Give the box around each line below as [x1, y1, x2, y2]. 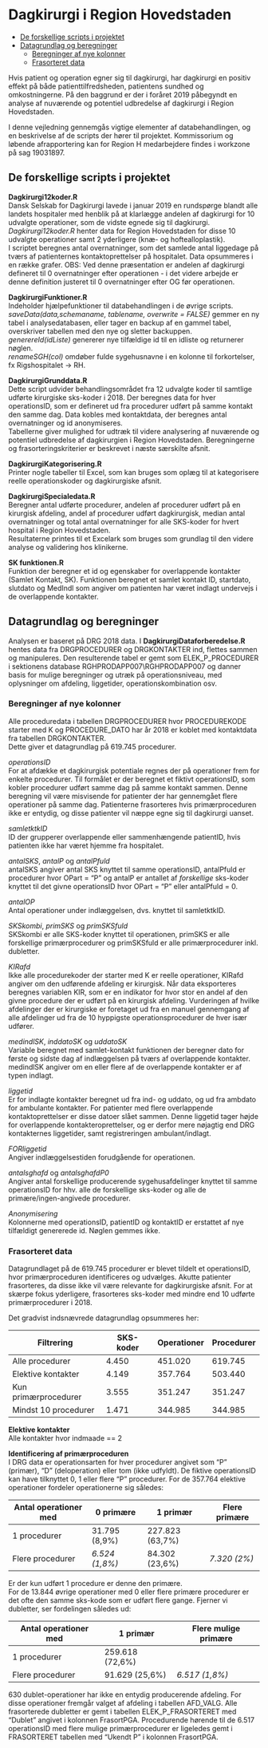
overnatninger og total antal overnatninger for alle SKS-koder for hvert [8, 516, 239, 526]
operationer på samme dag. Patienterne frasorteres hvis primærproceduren [8, 800, 257, 809]
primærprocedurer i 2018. [8, 1298, 93, 1307]
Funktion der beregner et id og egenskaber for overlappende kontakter [8, 566, 241, 575]
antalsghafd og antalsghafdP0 [8, 1168, 109, 1177]
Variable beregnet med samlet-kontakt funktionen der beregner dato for [8, 1045, 245, 1054]
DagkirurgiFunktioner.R [8, 292, 88, 302]
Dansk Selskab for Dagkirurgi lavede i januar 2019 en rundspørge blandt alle [8, 200, 258, 210]
